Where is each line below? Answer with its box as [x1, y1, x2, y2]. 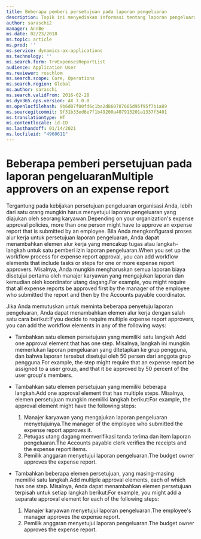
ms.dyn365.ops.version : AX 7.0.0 [6, 98, 90, 103]
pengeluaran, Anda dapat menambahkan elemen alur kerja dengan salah [6, 309, 185, 316]
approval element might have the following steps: [14, 402, 136, 409]
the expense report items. [23, 445, 88, 452]
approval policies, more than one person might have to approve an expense [6, 221, 193, 228]
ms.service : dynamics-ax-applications [6, 48, 103, 54]
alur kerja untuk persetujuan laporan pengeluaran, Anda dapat [6, 234, 160, 241]
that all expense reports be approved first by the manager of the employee [6, 285, 190, 292]
